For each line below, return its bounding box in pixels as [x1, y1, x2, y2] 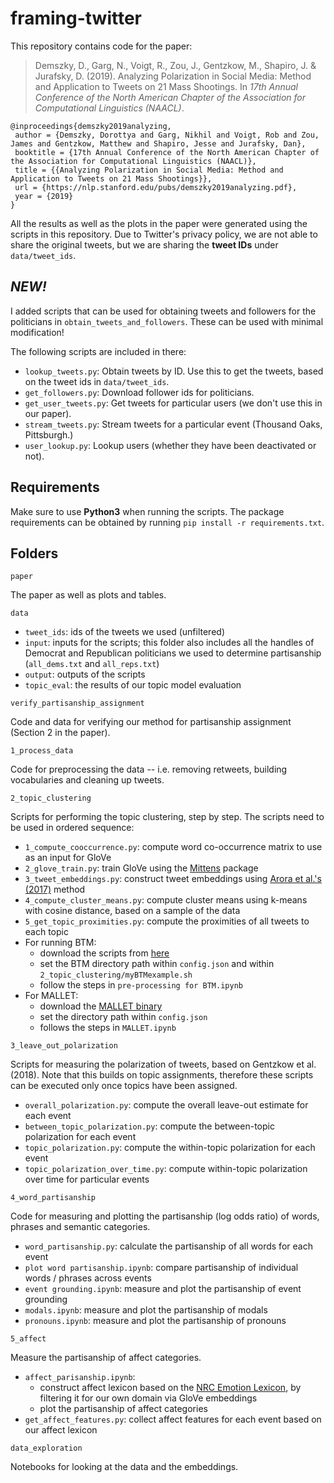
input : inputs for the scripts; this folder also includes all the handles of [24, 637, 315, 649]
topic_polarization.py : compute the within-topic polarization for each [24, 1142, 316, 1154]
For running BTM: [24, 937, 97, 949]
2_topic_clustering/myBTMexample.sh [39, 970, 193, 981]
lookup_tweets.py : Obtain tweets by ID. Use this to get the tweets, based [24, 365, 324, 377]
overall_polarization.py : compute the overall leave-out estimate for [24, 1099, 309, 1111]
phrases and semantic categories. [10, 1221, 151, 1233]
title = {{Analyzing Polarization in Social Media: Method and [14, 165, 284, 175]
